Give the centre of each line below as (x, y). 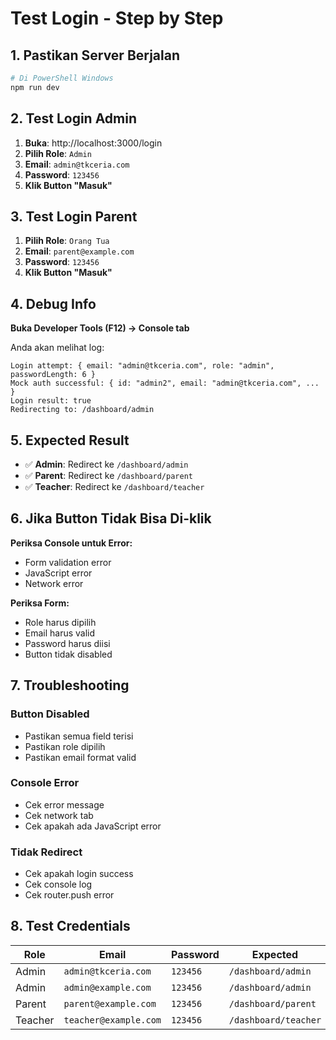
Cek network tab (59, 815)
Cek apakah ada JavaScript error (93, 826)
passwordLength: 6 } (53, 375)
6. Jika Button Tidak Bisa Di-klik (111, 518)
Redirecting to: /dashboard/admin (82, 410)
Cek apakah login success (79, 874)
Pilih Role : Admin (58, 153)
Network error (54, 583)
